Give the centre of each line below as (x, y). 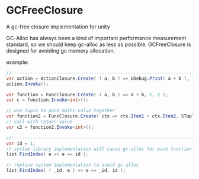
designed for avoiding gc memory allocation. (61, 50)
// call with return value (39, 122)
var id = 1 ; (21, 143)
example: (17, 62)
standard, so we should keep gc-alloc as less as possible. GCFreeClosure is (99, 44)
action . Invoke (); (28, 84)
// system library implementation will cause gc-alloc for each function (99, 149)
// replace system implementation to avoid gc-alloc (73, 165)
